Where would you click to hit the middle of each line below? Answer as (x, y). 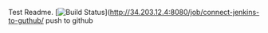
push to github (69, 20)
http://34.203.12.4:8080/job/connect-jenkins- (185, 12)
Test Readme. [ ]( (59, 12)
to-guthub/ (26, 20)
